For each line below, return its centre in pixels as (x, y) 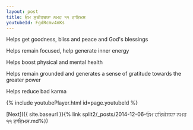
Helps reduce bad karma (37, 92)
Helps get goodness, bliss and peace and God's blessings (77, 40)
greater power (23, 80)
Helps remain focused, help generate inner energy (68, 51)
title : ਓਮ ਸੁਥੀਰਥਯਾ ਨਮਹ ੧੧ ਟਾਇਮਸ (46, 17)
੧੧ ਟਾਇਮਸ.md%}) (27, 121)
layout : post (22, 12)
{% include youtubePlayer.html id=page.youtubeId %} (72, 103)
